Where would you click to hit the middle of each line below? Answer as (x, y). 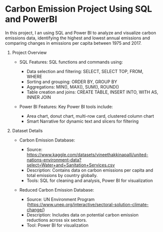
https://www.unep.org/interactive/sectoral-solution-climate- (89, 204)
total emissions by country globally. (62, 175)
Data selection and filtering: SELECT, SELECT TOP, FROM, (85, 71)
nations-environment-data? (54, 160)
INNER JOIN (39, 97)
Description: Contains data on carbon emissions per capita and (90, 170)
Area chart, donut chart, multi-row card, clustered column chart (90, 116)
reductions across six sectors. (57, 220)
